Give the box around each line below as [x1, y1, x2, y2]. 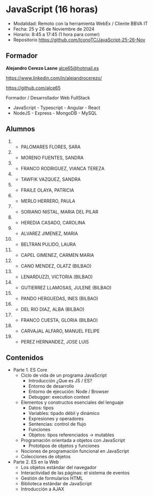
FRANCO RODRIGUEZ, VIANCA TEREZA [20, 165, 105, 171]
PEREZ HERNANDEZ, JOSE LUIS [20, 338, 89, 345]
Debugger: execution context [28, 394, 90, 400]
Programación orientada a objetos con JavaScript [20, 437, 125, 443]
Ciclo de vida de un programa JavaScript [20, 372, 107, 378]
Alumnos [6, 125, 35, 134]
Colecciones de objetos [20, 454, 71, 460]
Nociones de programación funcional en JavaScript [20, 448, 130, 454]
